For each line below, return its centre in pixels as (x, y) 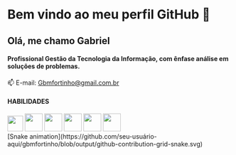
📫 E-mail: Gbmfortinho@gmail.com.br (63, 82)
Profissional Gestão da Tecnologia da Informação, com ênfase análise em (118, 59)
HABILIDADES (28, 102)
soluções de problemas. (44, 66)
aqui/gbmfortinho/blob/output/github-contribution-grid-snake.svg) (105, 144)
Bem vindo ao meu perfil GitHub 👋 (109, 15)
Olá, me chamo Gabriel (59, 41)
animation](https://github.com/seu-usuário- (93, 136)
